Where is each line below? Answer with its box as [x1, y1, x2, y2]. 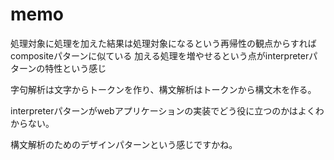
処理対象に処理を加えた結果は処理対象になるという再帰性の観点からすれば [10, 37, 317, 49]
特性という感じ [44, 62, 107, 74]
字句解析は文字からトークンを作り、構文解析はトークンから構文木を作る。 [10, 83, 317, 95]
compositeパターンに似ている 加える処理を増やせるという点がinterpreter [10, 49, 310, 62]
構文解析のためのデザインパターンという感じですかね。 [10, 138, 238, 150]
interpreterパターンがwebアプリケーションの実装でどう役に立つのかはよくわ [10, 104, 325, 117]
